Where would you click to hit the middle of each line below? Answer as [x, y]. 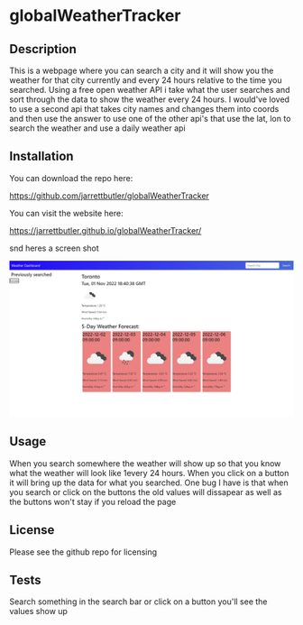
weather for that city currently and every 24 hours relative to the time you [146, 80]
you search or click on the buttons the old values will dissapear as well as [146, 492]
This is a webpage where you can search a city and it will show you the [142, 70]
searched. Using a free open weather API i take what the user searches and [150, 90]
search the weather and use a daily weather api [98, 128]
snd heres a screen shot [54, 248]
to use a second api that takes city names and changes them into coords [144, 109]
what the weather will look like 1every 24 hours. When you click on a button [149, 473]
